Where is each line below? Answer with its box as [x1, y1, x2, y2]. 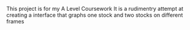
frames [6, 18, 25, 25]
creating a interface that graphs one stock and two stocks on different [6, 11, 183, 19]
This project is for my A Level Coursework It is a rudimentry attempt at [6, 5, 184, 12]
